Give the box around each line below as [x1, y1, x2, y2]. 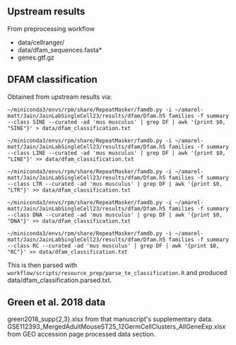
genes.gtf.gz [17, 53, 54, 62]
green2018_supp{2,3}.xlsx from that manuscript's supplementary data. [7, 315, 213, 324]
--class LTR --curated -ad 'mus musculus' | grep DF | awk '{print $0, [7, 180, 223, 187]
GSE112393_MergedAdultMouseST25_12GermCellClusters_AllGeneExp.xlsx [7, 322, 226, 331]
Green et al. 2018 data [7, 296, 106, 308]
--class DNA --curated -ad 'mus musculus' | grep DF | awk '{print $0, [7, 211, 223, 218]
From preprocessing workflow [7, 24, 95, 33]
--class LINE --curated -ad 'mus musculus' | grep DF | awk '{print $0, [7, 149, 226, 156]
